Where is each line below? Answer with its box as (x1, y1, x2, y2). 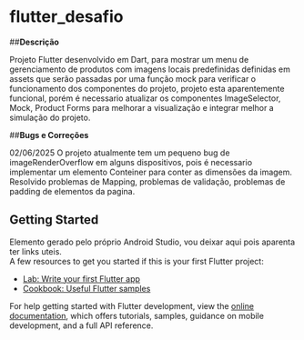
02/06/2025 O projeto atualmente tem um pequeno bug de (9, 147, 230, 158)
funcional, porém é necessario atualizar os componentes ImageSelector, (9, 93, 281, 104)
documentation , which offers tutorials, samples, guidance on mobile (9, 310, 264, 321)
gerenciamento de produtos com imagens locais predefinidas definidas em (9, 64, 291, 75)
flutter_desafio (9, 6, 124, 27)
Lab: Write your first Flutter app (22, 273, 141, 284)
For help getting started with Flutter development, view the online (9, 300, 255, 311)
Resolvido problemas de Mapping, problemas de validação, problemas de (9, 175, 286, 187)
